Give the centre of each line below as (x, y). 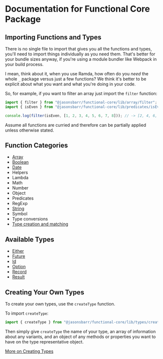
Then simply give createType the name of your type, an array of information (81, 331)
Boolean (20, 162)
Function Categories (36, 145)
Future (18, 256)
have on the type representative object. (44, 342)
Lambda (20, 178)
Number (20, 188)
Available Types (30, 239)
